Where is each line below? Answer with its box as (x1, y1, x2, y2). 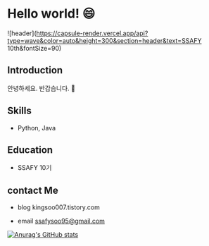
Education (7, 144, 53, 156)
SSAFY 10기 (17, 164, 52, 172)
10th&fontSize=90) (7, 44, 62, 52)
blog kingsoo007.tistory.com (17, 203, 101, 211)
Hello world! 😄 (7, 6, 96, 22)
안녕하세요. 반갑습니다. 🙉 (7, 84, 75, 92)
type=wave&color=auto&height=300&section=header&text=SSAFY (7, 36, 202, 44)
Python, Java (17, 123, 56, 132)
